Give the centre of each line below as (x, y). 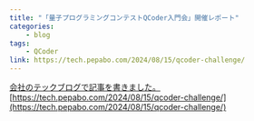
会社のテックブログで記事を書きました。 (85, 87)
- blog (38, 35)
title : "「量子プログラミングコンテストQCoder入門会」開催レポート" (124, 18)
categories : (32, 26)
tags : (20, 43)
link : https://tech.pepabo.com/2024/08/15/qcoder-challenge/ (127, 60)
